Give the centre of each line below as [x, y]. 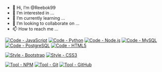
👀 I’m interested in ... [33, 13]
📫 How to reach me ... [35, 29]
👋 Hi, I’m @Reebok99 [34, 8]
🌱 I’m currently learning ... [39, 18]
